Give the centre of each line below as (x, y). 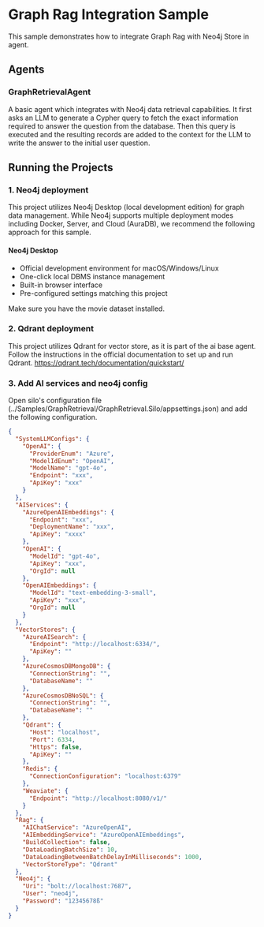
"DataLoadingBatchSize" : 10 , (70, 850)
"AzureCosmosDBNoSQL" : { (63, 696)
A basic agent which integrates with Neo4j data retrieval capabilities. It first (130, 109)
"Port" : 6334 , (52, 739)
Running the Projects (61, 168)
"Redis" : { (40, 769)
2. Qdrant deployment (51, 329)
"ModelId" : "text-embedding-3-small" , (93, 593)
